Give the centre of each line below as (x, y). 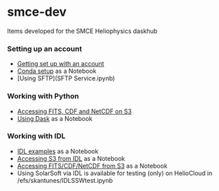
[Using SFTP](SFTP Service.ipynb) (66, 78)
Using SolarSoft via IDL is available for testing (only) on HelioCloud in (115, 173)
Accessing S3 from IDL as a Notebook (71, 158)
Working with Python (43, 96)
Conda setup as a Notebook (57, 71)
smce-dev (37, 12)
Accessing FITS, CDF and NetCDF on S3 (74, 111)
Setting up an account (45, 49)
